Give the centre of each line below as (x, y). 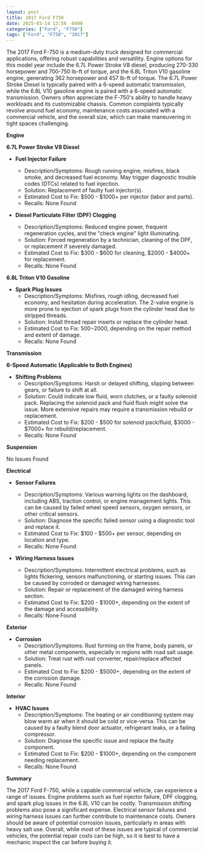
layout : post (23, 12)
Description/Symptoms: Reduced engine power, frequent (96, 227)
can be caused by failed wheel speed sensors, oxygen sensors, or (107, 508)
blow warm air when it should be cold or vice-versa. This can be (105, 721)
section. (34, 596)
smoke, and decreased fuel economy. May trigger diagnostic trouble (110, 177)
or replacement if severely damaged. (70, 246)
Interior (16, 696)
